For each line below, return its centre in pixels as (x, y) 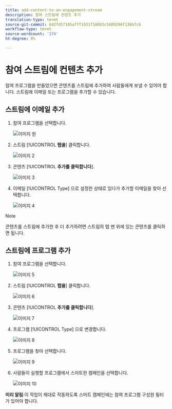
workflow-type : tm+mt (28, 29)
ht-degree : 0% (21, 39)
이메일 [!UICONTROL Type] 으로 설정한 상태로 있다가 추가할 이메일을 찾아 (87, 188)
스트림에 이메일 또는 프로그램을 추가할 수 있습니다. (66, 92)
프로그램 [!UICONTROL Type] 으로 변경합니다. (60, 329)
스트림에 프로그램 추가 (38, 251)
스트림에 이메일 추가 (35, 110)
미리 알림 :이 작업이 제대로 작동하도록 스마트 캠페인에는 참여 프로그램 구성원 (80, 395)
